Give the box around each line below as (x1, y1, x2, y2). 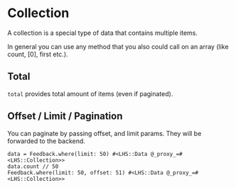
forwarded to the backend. (7, 137, 85, 145)
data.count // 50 (7, 162, 59, 170)
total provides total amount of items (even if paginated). (7, 89, 173, 98)
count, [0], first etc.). (7, 50, 69, 58)
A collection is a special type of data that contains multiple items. (7, 28, 198, 37)
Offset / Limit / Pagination (7, 110, 123, 122)
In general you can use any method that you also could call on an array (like (7, 42, 229, 51)
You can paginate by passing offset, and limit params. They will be (7, 129, 202, 137)
